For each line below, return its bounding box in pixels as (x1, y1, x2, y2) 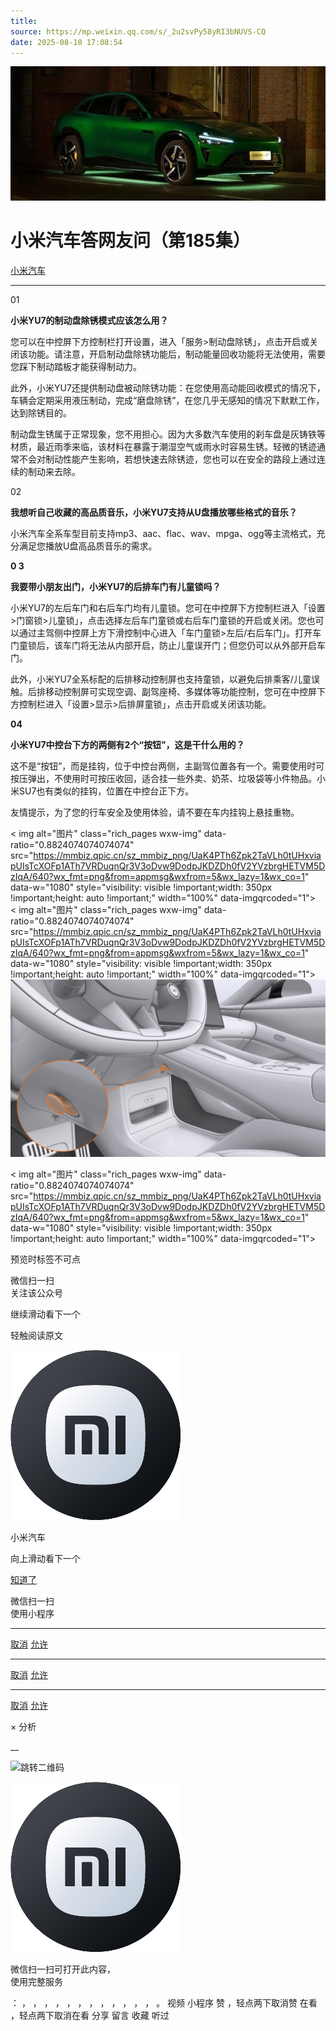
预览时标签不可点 (10, 1253, 81, 1265)
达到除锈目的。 (10, 407, 72, 419)
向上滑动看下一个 (10, 1552, 81, 1564)
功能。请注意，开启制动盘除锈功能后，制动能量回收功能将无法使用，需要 (27, 348, 326, 360)
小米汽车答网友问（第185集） (10, 230, 251, 252)
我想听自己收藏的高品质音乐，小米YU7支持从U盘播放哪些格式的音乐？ (10, 506, 298, 519)
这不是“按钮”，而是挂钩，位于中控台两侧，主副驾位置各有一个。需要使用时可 (10, 760, 325, 772)
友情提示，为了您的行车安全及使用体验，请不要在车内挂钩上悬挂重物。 (10, 806, 300, 819)
